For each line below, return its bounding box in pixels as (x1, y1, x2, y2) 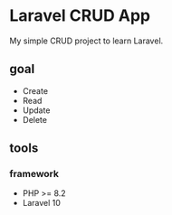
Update (22, 105, 51, 116)
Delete (22, 114, 48, 125)
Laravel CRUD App (9, 5, 151, 26)
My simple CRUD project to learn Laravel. (9, 35, 164, 46)
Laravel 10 (22, 198, 62, 209)
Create (22, 85, 48, 96)
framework (9, 168, 60, 181)
